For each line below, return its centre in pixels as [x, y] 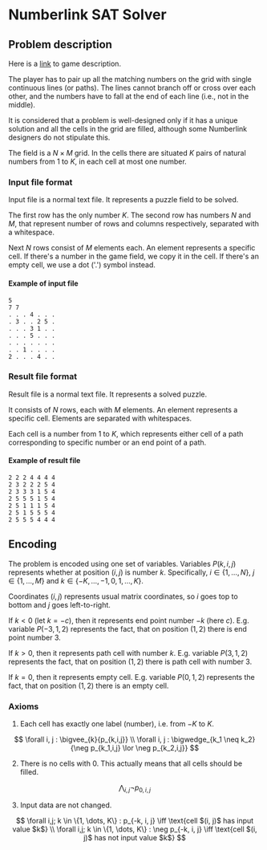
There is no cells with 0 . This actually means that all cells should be [131, 763]
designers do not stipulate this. [59, 137]
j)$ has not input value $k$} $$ [135, 837]
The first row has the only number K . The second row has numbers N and [129, 215]
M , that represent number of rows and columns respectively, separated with [133, 224]
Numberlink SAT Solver [87, 15]
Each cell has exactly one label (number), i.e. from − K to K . [117, 724]
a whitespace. [31, 232]
